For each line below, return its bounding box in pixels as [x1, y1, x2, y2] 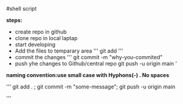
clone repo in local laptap [14, 35, 78, 41]
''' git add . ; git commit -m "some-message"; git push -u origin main [6, 83, 176, 90]
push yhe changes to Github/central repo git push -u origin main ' [14, 60, 177, 67]
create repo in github [14, 28, 67, 35]
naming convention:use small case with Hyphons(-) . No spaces [6, 72, 170, 78]
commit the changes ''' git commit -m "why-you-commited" [14, 54, 163, 60]
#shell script [6, 5, 37, 12]
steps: [6, 17, 23, 23]
